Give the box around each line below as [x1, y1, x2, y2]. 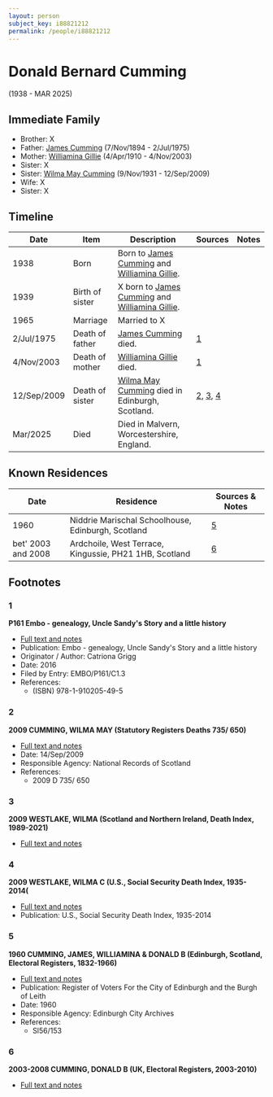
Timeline [8, 209, 54, 224]
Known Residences [8, 466, 108, 480]
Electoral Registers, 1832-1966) [8, 958, 118, 968]
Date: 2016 [19, 660, 57, 670]
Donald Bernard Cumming [8, 62, 187, 81]
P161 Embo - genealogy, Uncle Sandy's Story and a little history [8, 618, 227, 628]
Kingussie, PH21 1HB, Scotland [69, 548, 191, 559]
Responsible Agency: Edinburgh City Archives [19, 1008, 175, 1018]
